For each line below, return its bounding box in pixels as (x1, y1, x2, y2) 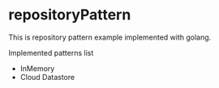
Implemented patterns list (8, 48, 94, 57)
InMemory (19, 63, 55, 73)
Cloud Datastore (19, 72, 75, 82)
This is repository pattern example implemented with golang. (8, 32, 212, 42)
